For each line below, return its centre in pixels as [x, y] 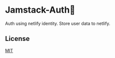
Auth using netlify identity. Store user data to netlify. [58, 23]
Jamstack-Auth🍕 [40, 10]
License [17, 39]
